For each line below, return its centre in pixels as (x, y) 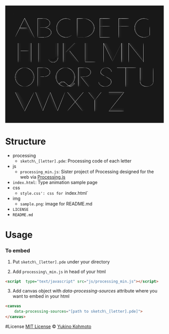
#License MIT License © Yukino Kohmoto (48, 326)
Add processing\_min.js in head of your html (59, 271)
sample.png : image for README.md (56, 204)
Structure (26, 142)
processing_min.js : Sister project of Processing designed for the (87, 172)
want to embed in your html (41, 296)
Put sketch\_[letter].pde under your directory (61, 262)
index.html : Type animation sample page (55, 183)
